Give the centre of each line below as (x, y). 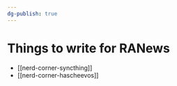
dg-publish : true (32, 14)
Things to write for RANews (89, 48)
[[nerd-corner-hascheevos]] (58, 75)
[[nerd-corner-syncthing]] (55, 68)
